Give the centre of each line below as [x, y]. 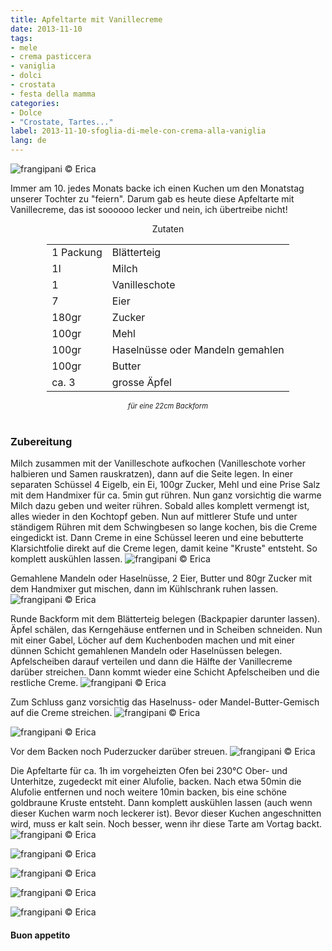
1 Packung [77, 252]
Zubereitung [41, 441]
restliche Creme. [44, 683]
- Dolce [26, 112]
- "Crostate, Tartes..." [62, 122]
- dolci [26, 76]
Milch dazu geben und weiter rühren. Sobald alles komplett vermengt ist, [160, 506]
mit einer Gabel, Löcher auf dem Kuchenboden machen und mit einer [153, 640]
